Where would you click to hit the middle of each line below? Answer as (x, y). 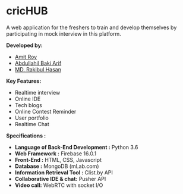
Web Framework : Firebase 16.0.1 (56, 154)
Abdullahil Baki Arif (38, 63)
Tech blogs (29, 105)
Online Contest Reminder (45, 111)
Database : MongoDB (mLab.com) (57, 166)
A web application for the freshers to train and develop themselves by (91, 27)
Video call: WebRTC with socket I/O (59, 185)
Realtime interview (37, 92)
